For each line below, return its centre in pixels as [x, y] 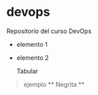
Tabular [27, 71]
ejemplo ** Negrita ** [54, 84]
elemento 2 [32, 57]
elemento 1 [32, 44]
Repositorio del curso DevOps [49, 31]
